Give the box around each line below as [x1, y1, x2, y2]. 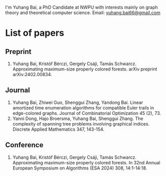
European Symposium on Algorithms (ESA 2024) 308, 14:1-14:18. [12, 165, 147, 171]
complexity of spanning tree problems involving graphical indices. [12, 121, 150, 127]
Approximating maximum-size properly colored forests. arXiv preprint [12, 66, 157, 72]
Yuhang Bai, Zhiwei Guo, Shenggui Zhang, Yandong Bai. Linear [12, 99, 143, 105]
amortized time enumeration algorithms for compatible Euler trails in [12, 104, 154, 110]
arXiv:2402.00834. [12, 72, 52, 77]
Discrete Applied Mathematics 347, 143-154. [12, 126, 104, 132]
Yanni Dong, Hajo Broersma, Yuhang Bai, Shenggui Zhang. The [12, 115, 144, 122]
